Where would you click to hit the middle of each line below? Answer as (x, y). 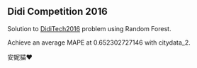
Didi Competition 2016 (57, 12)
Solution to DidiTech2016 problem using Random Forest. (89, 28)
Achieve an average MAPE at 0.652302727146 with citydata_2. (99, 42)
